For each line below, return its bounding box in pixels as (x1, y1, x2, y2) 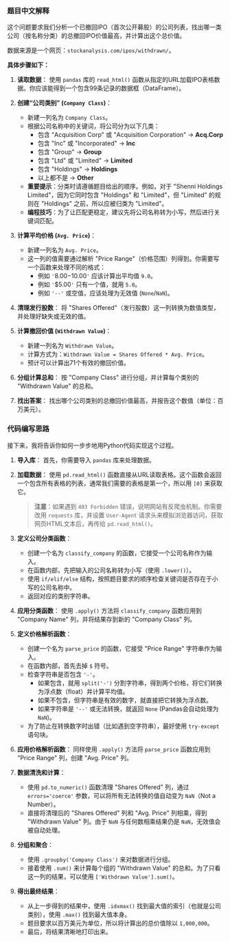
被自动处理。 (27, 826, 64, 834)
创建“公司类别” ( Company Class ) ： (16, 98, 112, 107)
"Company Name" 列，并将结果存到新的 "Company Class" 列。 (16, 615, 196, 623)
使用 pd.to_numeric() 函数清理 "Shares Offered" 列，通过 (27, 783, 189, 791)
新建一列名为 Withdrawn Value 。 (27, 342, 118, 350)
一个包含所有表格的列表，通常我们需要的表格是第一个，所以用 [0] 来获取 (16, 479, 223, 487)
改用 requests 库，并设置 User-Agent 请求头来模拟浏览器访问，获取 (34, 511, 223, 519)
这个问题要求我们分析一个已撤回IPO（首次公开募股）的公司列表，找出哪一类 (7, 23, 222, 32)
